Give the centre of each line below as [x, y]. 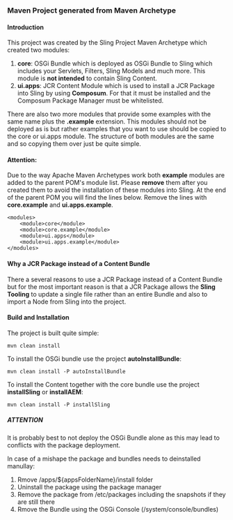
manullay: [21, 466]
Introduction [25, 27]
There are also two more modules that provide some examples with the [109, 114]
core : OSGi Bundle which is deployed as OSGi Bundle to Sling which [115, 64]
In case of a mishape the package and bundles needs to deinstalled [104, 459]
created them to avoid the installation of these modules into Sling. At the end [116, 190]
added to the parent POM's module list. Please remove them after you [107, 183]
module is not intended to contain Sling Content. [87, 78]
